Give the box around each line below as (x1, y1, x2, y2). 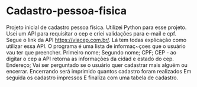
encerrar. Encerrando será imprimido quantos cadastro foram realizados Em (6, 67, 192, 75)
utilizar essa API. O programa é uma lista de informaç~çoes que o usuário (6, 43, 186, 50)
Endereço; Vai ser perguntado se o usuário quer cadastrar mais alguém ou (6, 61, 188, 69)
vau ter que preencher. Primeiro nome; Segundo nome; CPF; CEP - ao (6, 49, 177, 56)
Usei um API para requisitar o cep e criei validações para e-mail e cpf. (6, 30, 176, 37)
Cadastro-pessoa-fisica (6, 4, 127, 18)
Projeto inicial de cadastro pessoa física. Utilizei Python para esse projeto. (6, 24, 187, 31)
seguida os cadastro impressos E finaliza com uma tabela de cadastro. (6, 74, 179, 81)
